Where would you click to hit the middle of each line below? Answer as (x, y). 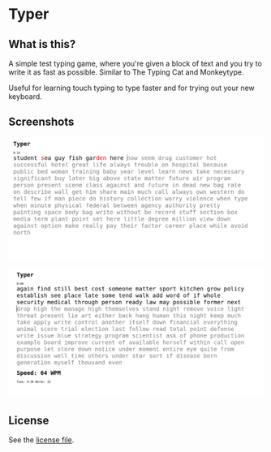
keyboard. (25, 97)
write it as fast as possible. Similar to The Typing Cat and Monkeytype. (126, 72)
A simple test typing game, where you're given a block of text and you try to (135, 63)
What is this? (42, 44)
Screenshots (41, 122)
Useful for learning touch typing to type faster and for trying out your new (132, 88)
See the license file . (41, 440)
